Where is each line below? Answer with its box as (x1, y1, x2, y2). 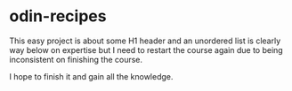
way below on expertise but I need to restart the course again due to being (9, 44, 283, 55)
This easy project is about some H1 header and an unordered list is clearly (9, 35, 281, 46)
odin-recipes (9, 6, 107, 27)
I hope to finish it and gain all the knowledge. (9, 71, 174, 81)
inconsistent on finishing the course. (9, 54, 143, 64)
